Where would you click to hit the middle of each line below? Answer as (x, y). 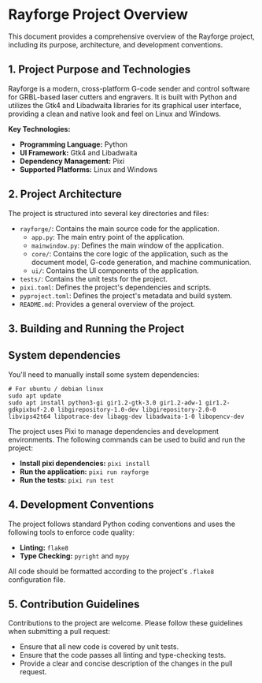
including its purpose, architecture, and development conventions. (116, 44)
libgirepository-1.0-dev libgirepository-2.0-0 (137, 409)
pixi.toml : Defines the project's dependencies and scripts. (115, 287)
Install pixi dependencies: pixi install (85, 463)
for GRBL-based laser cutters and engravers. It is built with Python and (123, 97)
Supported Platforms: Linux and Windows (89, 169)
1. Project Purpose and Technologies (100, 70)
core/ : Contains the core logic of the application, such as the (129, 253)
